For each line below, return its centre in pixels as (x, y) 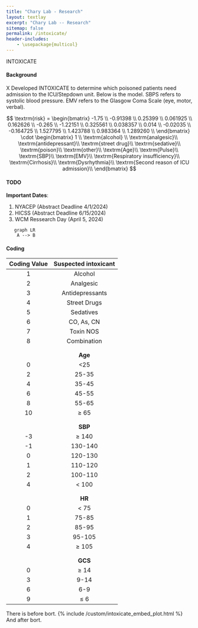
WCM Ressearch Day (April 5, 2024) (59, 219)
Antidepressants (85, 293)
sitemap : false (25, 28)
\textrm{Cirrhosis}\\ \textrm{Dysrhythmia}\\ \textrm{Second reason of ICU (99, 163)
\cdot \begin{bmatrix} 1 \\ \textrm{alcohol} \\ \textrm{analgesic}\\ (99, 137)
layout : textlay (26, 17)
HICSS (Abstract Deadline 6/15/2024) (60, 213)
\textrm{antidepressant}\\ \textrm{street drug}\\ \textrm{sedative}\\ (99, 144)
